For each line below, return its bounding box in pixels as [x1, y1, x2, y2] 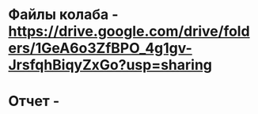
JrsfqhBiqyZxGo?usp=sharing [8, 56, 212, 74]
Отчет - [8, 93, 60, 110]
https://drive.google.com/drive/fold [8, 22, 251, 40]
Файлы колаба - [8, 6, 119, 24]
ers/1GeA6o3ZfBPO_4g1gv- [8, 40, 192, 57]
